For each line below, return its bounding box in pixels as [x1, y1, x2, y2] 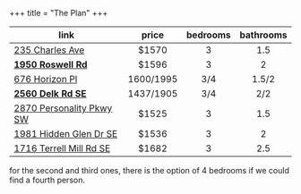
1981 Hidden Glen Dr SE [13, 128, 118, 139]
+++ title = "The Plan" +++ [9, 8, 108, 18]
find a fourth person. [9, 174, 85, 185]
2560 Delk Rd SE [13, 88, 87, 99]
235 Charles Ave [13, 44, 85, 56]
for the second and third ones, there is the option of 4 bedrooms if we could [9, 165, 289, 175]
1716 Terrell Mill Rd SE [13, 142, 111, 155]
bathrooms [239, 29, 288, 41]
